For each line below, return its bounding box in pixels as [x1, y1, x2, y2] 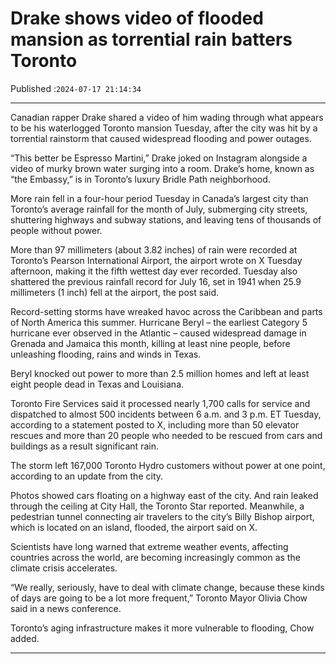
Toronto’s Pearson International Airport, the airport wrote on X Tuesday [10, 254, 303, 266]
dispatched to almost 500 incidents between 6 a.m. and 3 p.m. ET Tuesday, [10, 408, 322, 420]
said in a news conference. [10, 602, 122, 614]
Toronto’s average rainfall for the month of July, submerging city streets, [10, 203, 308, 215]
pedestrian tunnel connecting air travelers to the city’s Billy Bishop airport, [10, 510, 315, 522]
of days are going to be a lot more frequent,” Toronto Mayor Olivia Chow [10, 592, 308, 604]
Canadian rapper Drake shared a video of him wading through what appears [10, 111, 324, 123]
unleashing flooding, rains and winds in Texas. [10, 348, 202, 360]
